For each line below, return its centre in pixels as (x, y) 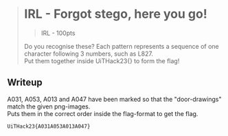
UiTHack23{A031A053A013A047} (49, 126)
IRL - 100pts (58, 33)
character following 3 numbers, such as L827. (88, 54)
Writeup (25, 83)
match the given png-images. (49, 106)
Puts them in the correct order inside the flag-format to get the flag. (103, 113)
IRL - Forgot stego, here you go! (115, 14)
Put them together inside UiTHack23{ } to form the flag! (102, 60)
